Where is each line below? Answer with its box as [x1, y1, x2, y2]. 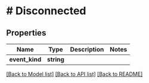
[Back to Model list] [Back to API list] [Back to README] [6, 71, 143, 78]
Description [70, 46, 104, 53]
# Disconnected [6, 4, 86, 18]
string [46, 55, 64, 63]
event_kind [9, 55, 42, 63]
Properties [6, 28, 46, 38]
